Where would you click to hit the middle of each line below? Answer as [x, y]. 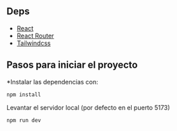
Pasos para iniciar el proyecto [72, 65]
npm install [24, 94]
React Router [35, 36]
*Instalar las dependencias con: [53, 82]
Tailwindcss [33, 43]
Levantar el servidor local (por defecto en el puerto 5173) [88, 107]
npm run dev [24, 120]
